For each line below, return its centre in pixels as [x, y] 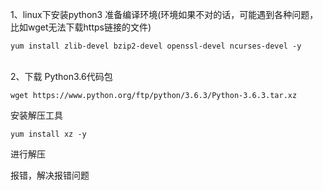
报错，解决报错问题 [50, 175]
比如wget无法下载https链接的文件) [81, 27]
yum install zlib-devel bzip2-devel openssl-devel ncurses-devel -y [156, 46]
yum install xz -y [48, 134]
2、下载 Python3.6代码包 [61, 76]
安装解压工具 [36, 115]
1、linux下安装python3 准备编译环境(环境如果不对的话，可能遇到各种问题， [164, 14]
